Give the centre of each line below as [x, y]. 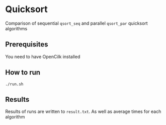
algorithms [16, 28]
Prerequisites [27, 45]
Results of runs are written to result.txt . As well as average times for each [83, 111]
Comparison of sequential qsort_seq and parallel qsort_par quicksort [76, 23]
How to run [23, 72]
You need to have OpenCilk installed [43, 56]
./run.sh [14, 84]
